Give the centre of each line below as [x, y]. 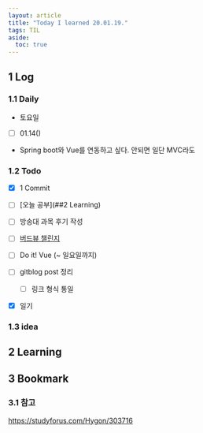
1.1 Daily [24, 99]
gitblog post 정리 [46, 272]
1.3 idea [23, 327]
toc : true [31, 45]
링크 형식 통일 [52, 289]
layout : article [35, 15]
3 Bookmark [39, 379]
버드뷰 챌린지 [40, 238]
